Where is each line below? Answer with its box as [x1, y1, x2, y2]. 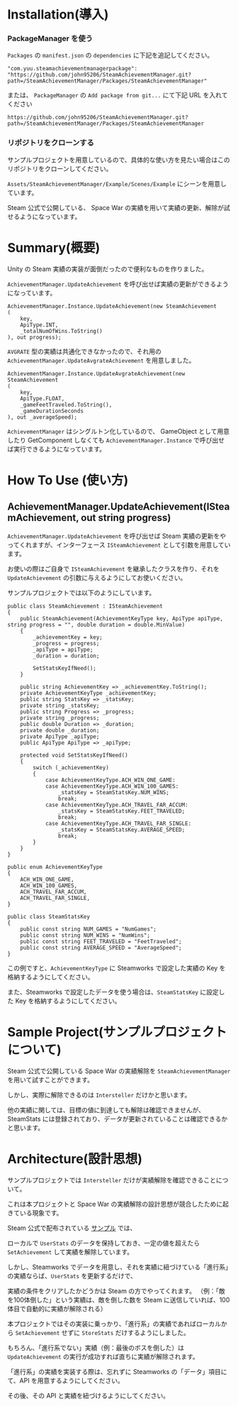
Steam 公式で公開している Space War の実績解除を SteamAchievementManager [7, 1066, 231, 1075]
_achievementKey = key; [33, 633, 103, 641]
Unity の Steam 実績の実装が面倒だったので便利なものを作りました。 [7, 264, 208, 273]
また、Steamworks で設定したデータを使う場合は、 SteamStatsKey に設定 [7, 987, 219, 996]
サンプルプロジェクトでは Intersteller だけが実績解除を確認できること [7, 1175, 217, 1184]
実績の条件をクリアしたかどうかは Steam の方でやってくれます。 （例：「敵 [7, 1286, 225, 1295]
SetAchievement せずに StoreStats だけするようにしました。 [15, 1328, 190, 1336]
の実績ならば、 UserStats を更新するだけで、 [7, 1271, 137, 1280]
